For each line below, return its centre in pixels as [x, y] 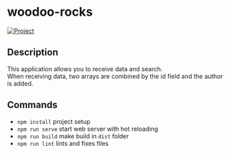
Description [33, 52]
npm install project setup [54, 121]
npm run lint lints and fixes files [63, 143]
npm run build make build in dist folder [73, 136]
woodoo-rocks [50, 12]
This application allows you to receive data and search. [85, 68]
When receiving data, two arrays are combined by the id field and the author [115, 76]
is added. [20, 84]
